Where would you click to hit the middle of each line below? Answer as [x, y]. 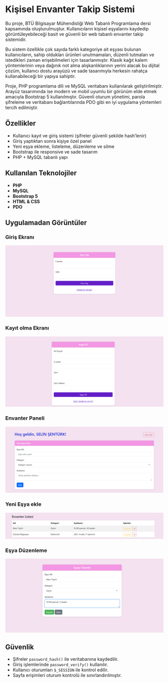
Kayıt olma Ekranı [27, 328]
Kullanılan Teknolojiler [41, 173]
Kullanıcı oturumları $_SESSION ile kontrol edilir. [60, 670]
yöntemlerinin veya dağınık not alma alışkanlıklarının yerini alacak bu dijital [82, 65]
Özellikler [21, 123]
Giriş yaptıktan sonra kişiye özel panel [52, 141]
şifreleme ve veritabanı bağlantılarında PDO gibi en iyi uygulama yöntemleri [83, 102]
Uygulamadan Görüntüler [46, 223]
